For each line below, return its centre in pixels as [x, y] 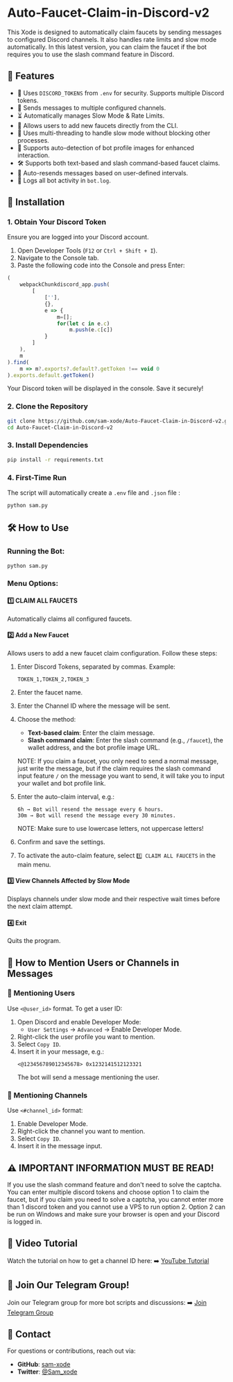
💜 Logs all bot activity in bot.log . [64, 180]
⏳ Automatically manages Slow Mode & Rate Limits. [91, 116]
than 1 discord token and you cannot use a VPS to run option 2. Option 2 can [116, 1207]
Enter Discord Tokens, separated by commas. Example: [96, 667]
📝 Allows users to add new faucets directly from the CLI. [97, 125]
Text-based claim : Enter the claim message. [91, 733]
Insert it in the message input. [60, 1146]
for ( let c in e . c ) [83, 324]
